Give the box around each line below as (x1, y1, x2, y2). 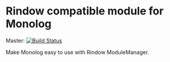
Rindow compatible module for (5, 4, 164, 18)
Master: (5, 37, 25, 44)
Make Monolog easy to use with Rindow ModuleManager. (5, 48, 149, 55)
